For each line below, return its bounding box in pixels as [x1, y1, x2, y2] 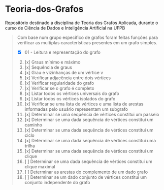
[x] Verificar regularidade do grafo [24, 80, 95, 86]
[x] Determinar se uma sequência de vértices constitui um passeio [24, 112, 159, 117]
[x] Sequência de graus [24, 64, 72, 70]
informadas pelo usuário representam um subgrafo [24, 106, 128, 112]
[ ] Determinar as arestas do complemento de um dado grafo [24, 169, 148, 175]
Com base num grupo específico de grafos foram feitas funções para [17, 34, 158, 40]
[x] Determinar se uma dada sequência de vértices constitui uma [24, 138, 156, 143]
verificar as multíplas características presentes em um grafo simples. [17, 39, 158, 45]
